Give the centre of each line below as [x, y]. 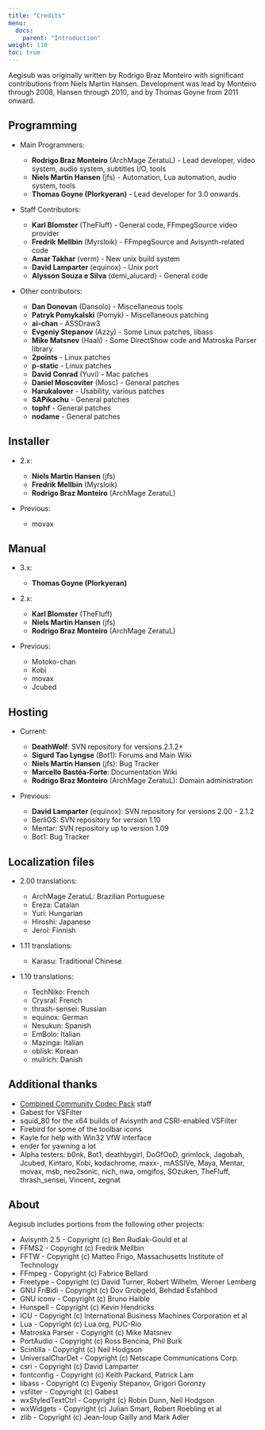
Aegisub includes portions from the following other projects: [106, 1224]
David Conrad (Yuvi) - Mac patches [90, 374]
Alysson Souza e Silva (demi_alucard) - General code [120, 275]
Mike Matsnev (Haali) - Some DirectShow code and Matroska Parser [144, 340]
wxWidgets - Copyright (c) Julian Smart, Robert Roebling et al [121, 1409]
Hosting [29, 712]
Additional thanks [53, 1084]
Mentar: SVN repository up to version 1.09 [100, 828]
